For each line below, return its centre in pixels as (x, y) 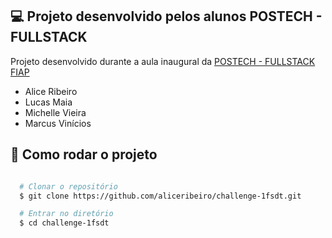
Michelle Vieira (55, 112)
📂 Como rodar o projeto (84, 154)
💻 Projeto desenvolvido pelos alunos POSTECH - (166, 16)
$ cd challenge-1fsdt (64, 223)
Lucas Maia (48, 102)
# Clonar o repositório (68, 186)
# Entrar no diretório (66, 214)
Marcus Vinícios (58, 123)
